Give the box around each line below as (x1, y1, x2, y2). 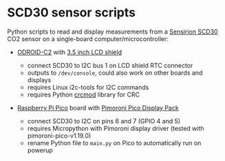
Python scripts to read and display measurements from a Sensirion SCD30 (7, 27, 218, 36)
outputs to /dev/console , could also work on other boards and (27, 69, 203, 77)
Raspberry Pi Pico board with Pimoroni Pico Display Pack (17, 103, 179, 112)
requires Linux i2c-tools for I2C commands (27, 83, 149, 91)
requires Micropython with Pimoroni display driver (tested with (27, 124, 204, 132)
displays (27, 75, 52, 84)
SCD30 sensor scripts (7, 5, 136, 21)
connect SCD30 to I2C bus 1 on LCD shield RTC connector (27, 61, 193, 69)
